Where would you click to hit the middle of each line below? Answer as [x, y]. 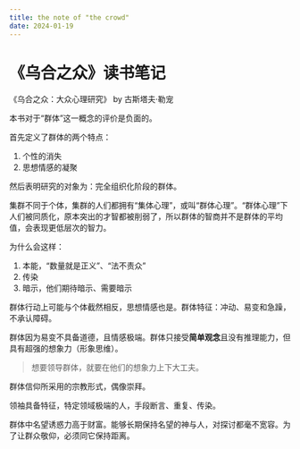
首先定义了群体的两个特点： [60, 137]
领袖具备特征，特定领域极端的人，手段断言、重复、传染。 [115, 406]
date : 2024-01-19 [42, 26]
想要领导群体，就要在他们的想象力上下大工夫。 [117, 368]
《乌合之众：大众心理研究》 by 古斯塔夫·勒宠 [92, 99]
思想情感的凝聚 [50, 167]
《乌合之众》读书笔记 [88, 73]
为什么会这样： [37, 247]
